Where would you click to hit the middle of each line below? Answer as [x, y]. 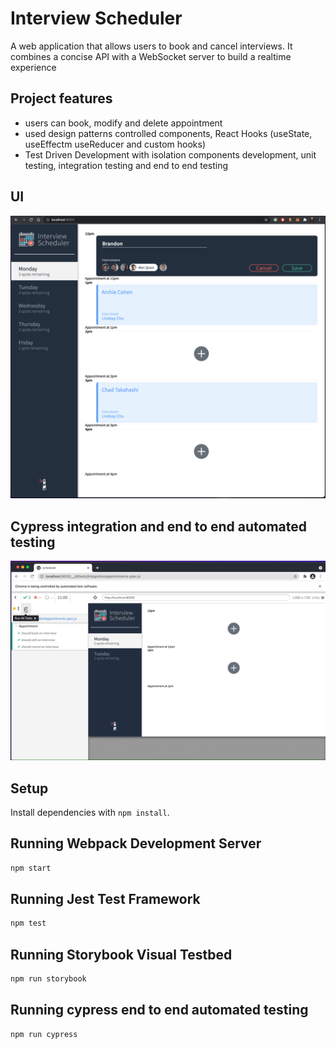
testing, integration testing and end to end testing [126, 165]
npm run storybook [48, 979]
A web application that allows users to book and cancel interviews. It [151, 46]
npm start [31, 868]
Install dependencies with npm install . [90, 812]
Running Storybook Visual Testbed [121, 954]
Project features [61, 98]
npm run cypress [44, 1034]
